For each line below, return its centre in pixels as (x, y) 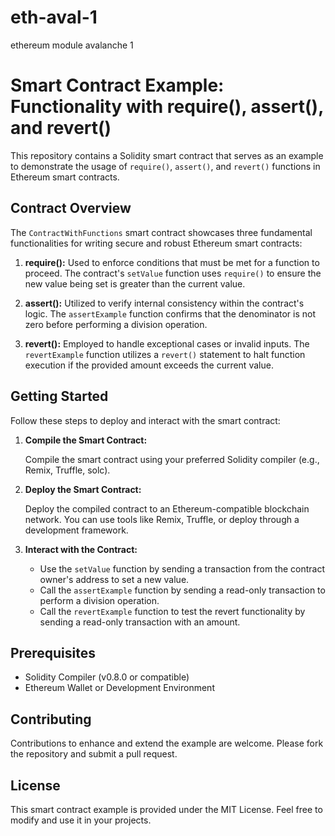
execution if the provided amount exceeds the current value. (149, 365)
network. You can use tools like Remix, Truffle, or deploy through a (162, 519)
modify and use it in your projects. (81, 820)
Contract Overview (71, 208)
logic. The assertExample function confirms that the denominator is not (170, 313)
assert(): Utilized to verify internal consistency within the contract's (164, 303)
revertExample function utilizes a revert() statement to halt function (165, 354)
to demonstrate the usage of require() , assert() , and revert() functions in (165, 166)
